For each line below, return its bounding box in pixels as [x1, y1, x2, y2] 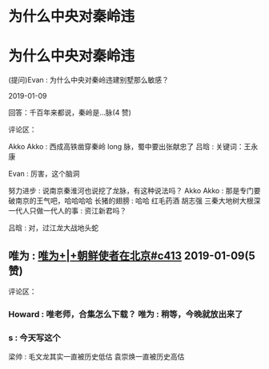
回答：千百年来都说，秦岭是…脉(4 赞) [8, 107, 132, 117]
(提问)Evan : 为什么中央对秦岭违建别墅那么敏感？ [8, 75, 170, 85]
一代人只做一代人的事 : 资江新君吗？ [8, 206, 126, 216]
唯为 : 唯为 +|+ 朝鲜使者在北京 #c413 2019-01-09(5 [8, 249, 255, 262]
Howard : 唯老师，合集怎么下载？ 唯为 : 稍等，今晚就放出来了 [8, 308, 243, 319]
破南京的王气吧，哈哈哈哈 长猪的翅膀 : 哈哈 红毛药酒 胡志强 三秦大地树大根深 [8, 196, 261, 205]
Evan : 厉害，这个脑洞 [8, 169, 80, 179]
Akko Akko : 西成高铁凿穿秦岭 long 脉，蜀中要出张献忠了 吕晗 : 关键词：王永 [8, 142, 259, 152]
